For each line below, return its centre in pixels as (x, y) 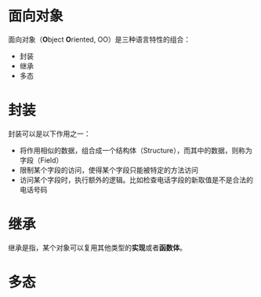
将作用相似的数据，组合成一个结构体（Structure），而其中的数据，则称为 (136, 150)
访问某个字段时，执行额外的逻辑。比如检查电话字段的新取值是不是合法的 (136, 180)
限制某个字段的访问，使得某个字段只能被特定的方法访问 (109, 170)
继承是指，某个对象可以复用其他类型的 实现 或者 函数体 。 (97, 247)
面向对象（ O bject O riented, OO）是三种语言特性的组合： (100, 39)
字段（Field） (41, 160)
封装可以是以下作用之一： (49, 134)
